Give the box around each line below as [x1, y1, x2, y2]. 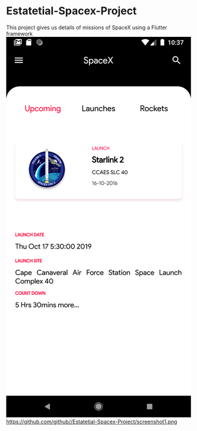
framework [6, 30, 33, 37]
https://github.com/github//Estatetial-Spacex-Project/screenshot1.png [6, 418, 177, 425]
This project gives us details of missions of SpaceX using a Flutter [6, 24, 167, 31]
